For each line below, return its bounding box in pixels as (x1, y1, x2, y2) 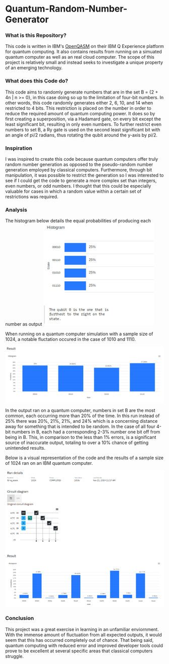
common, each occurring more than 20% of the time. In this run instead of (5, 413, 160, 419)
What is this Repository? (5, 32, 67, 39)
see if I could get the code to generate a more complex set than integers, (5, 178, 157, 184)
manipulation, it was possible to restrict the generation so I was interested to (5, 172, 164, 179)
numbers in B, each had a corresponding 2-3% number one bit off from (12, 428, 160, 435)
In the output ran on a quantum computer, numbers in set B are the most (5, 407, 155, 413)
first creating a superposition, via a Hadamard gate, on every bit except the (5, 116, 161, 122)
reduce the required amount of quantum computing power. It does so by (5, 110, 155, 116)
